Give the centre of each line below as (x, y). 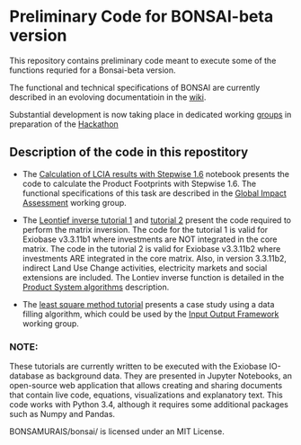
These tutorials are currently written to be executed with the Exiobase (138, 367)
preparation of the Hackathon (64, 124)
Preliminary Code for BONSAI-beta (142, 17)
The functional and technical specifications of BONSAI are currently (135, 87)
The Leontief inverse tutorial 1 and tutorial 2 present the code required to (157, 220)
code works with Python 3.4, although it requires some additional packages (149, 405)
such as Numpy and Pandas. (62, 414)
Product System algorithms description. (96, 287)
